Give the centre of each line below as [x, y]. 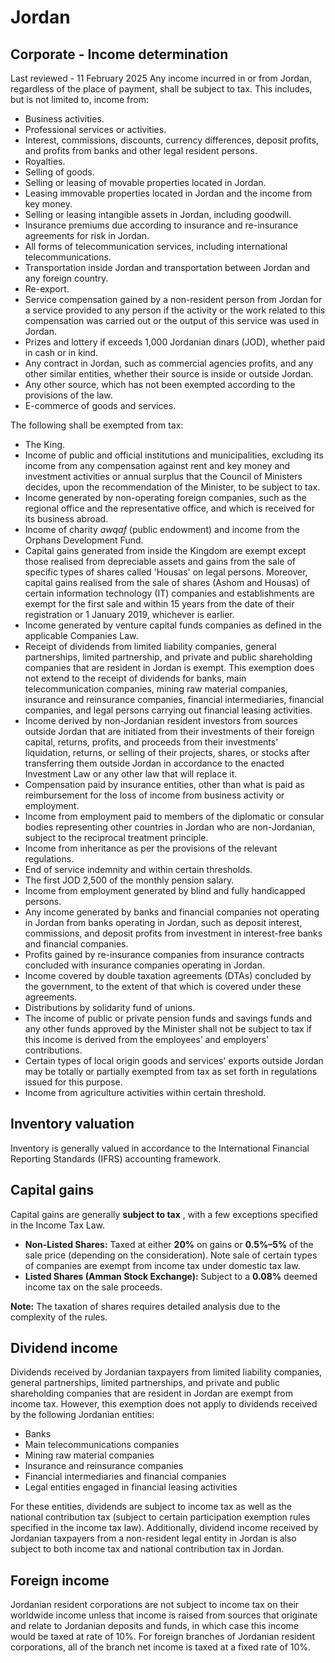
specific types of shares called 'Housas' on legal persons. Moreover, [166, 572]
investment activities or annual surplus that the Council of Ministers [163, 476]
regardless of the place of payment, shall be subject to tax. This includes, [161, 89]
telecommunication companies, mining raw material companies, [156, 689]
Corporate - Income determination [119, 54]
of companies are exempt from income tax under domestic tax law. [162, 1265]
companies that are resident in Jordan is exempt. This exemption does [169, 667]
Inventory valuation [72, 1124]
